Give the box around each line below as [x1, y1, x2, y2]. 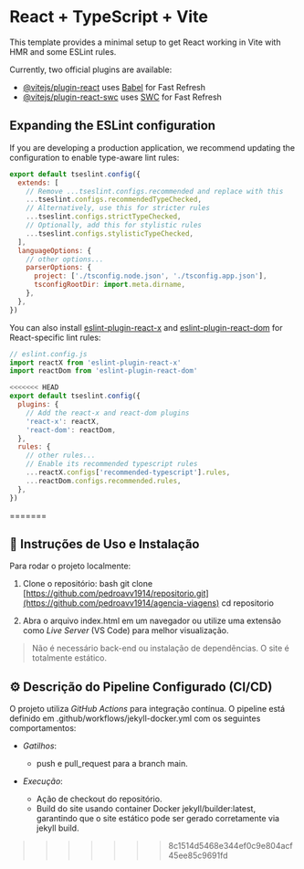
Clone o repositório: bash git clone [22, 578, 153, 589]
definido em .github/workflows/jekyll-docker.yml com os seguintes [9, 713, 261, 724]
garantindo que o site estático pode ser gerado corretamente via [36, 813, 280, 824]
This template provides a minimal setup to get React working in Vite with [9, 37, 281, 48]
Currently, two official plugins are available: [9, 64, 173, 75]
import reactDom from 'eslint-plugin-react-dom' [9, 366, 198, 376]
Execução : [22, 776, 64, 787]
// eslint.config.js [9, 349, 89, 358]
